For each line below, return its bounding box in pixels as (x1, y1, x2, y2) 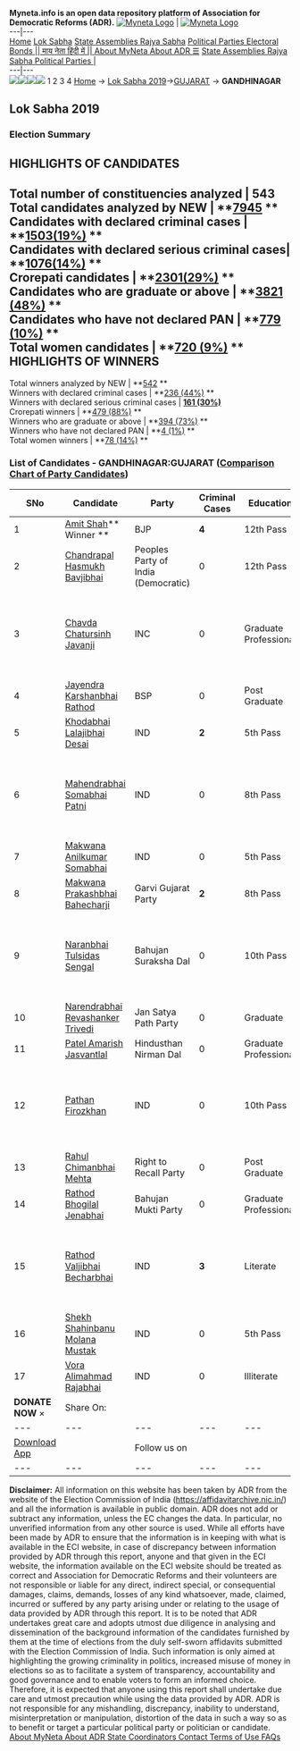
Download (13, 1435, 56, 1448)
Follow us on (134, 1441, 187, 1453)
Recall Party (134, 1166, 186, 1179)
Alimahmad (64, 1369, 112, 1382)
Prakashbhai (64, 887, 118, 899)
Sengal (64, 960, 95, 972)
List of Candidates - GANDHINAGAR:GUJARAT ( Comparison (9, 457, 275, 469)
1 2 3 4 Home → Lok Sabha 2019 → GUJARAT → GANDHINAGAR (46, 76, 281, 86)
